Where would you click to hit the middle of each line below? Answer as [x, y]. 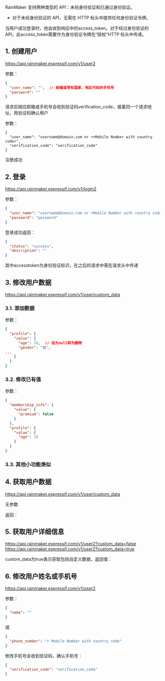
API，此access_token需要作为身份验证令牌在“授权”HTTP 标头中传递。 [76, 34]
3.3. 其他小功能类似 [28, 464]
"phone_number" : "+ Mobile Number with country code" [66, 641]
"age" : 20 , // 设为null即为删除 [50, 343]
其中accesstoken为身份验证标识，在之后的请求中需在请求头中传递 [72, 266]
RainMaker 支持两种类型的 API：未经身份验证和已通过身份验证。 [70, 7]
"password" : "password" [34, 218]
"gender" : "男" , [34, 347]
